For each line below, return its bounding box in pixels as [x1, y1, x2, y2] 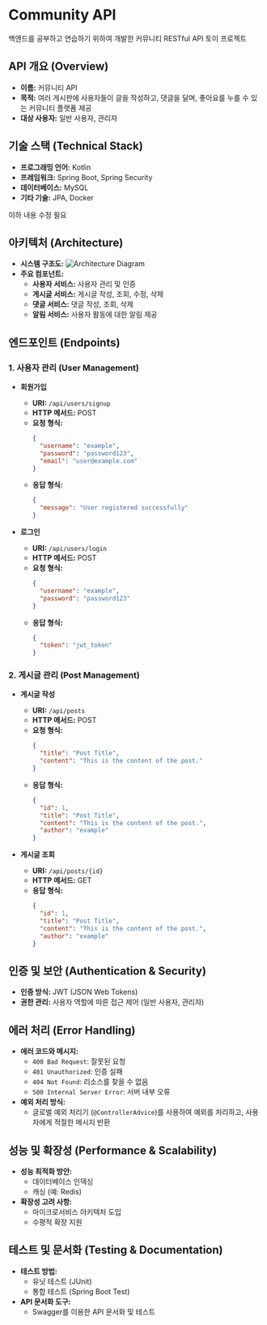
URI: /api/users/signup [32, 398, 111, 408]
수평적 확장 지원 [32, 1217, 83, 1227]
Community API [8, 6, 117, 24]
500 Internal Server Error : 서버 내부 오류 [32, 1087, 171, 1097]
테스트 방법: [19, 1266, 58, 1276]
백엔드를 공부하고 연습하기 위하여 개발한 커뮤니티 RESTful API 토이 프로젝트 [8, 33, 247, 43]
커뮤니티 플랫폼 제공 [28, 103, 92, 113]
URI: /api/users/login [32, 544, 108, 553]
